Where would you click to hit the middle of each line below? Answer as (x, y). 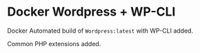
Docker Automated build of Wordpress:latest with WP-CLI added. (100, 31)
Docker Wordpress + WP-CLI (91, 12)
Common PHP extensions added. (54, 43)
